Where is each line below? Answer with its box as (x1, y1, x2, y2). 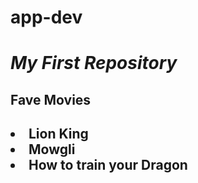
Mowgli (28, 141, 76, 158)
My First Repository (10, 52, 178, 75)
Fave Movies (10, 91, 92, 108)
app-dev (10, 6, 83, 29)
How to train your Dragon (28, 157, 188, 174)
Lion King (28, 126, 89, 143)
